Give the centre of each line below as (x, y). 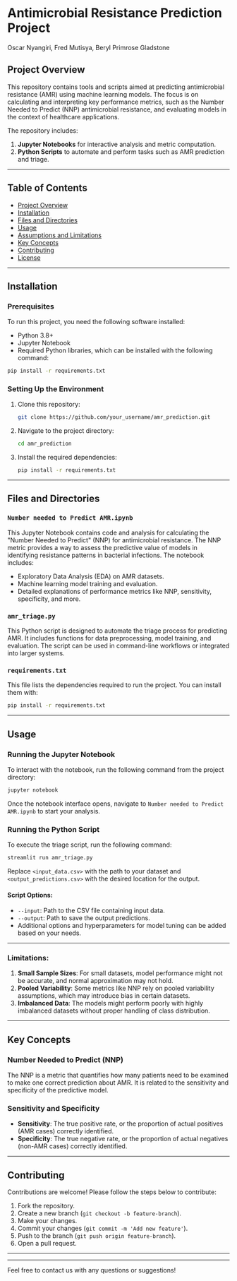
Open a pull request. (47, 1244)
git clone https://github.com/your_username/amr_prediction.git (114, 417)
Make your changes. (47, 1221)
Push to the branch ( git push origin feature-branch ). (97, 1236)
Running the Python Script (54, 829)
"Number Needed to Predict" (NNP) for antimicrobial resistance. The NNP (114, 540)
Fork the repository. (46, 1206)
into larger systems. (36, 653)
